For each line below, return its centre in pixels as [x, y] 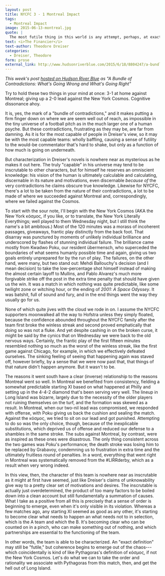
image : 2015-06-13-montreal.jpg [38, 28]
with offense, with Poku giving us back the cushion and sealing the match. [80, 413]
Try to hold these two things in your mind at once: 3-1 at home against [76, 94]
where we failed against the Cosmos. [42, 201]
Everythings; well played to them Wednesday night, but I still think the [75, 222]
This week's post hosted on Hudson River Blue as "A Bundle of [69, 79]
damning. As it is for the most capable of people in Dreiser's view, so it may [81, 134]
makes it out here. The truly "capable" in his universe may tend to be [74, 165]
